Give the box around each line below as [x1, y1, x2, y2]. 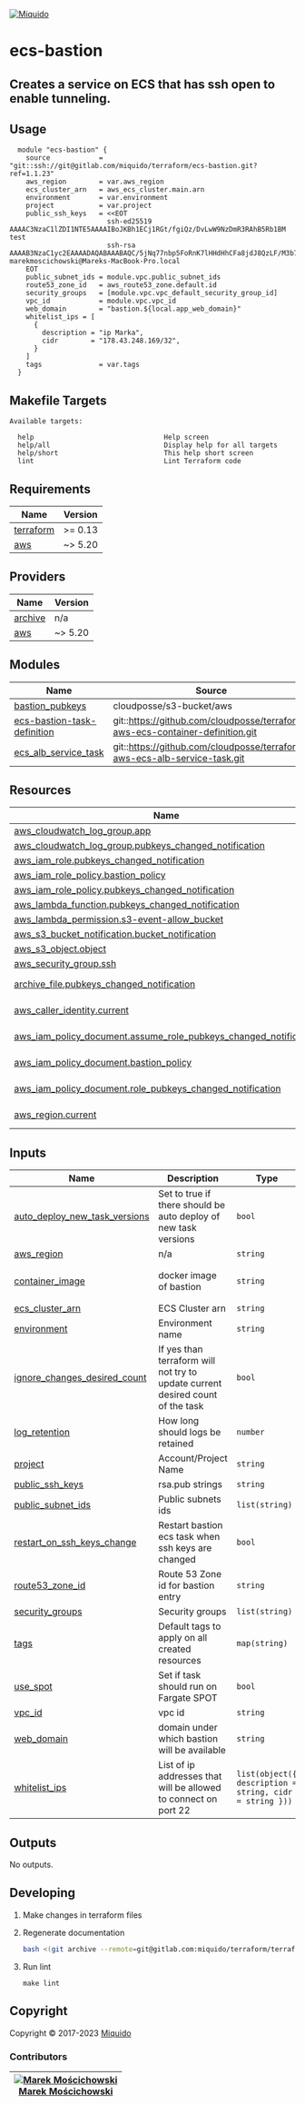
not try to [158, 1365, 198, 1378]
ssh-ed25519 [106, 217, 152, 226]
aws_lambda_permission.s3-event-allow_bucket [14, 913, 224, 926]
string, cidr [236, 1787, 293, 1798]
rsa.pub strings [158, 1478, 222, 1491]
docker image [158, 1269, 217, 1282]
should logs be [158, 1426, 221, 1439]
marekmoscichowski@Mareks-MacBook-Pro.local [9, 257, 181, 266]
